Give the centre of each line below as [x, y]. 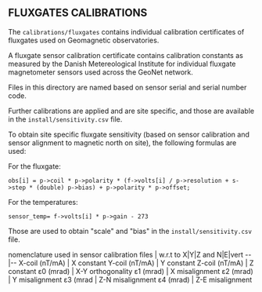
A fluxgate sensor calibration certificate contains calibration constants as [126, 55]
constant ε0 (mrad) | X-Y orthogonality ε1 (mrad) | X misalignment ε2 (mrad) [131, 271]
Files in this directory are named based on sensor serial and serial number [127, 87]
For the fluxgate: [34, 166]
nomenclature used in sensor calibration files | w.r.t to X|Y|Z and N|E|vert [126, 254]
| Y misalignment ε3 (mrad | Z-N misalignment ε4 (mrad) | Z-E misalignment [130, 279]
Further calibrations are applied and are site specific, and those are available [131, 111]
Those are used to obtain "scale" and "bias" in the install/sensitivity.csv [130, 231]
